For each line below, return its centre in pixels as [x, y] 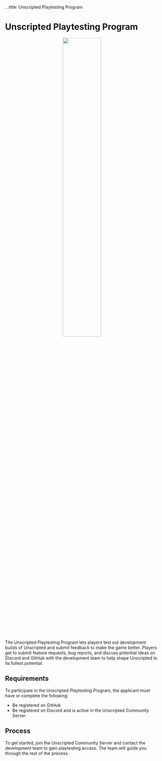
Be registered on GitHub [36, 705]
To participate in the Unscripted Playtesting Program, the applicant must [78, 690]
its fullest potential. [24, 663]
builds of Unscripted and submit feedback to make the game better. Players [81, 647]
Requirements [27, 679]
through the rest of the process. [37, 753]
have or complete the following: [37, 695]
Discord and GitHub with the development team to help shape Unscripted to [81, 658]
